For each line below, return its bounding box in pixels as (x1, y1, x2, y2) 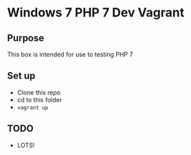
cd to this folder (16, 95, 63, 104)
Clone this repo (16, 88, 60, 97)
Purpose (7, 32, 45, 44)
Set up (7, 70, 36, 82)
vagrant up (16, 104, 49, 111)
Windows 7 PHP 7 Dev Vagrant (7, 5, 185, 21)
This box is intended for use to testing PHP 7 (7, 50, 133, 58)
